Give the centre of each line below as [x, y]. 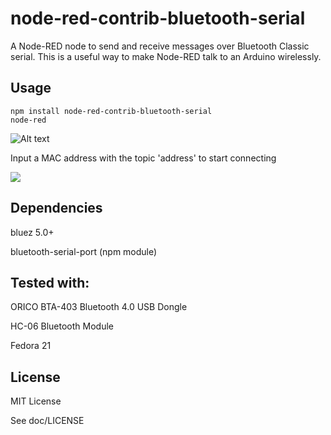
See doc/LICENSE [47, 421]
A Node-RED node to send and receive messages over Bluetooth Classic [160, 46]
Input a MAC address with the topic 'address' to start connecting [143, 158]
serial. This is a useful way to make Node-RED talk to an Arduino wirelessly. [166, 56]
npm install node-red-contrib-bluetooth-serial [111, 111]
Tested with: [50, 282]
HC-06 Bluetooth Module [62, 326]
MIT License [36, 401]
